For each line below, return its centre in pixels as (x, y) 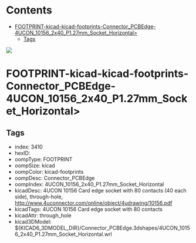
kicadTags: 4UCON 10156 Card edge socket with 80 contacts (89, 209)
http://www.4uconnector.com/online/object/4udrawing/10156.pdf (93, 203)
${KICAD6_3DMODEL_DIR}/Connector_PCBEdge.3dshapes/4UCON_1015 (102, 228)
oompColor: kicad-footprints (49, 171)
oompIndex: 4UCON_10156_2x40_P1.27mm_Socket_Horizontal (89, 184)
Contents (29, 10)
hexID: (22, 153)
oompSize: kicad (35, 166)
